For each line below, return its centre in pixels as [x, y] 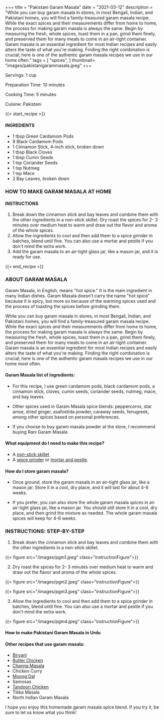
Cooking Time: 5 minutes [31, 94]
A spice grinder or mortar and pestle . [50, 460]
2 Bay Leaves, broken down [41, 179]
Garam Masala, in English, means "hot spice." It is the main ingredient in [79, 290]
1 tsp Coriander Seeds [35, 163]
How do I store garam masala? [37, 471]
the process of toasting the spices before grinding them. [63, 306]
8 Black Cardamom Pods [38, 142]
